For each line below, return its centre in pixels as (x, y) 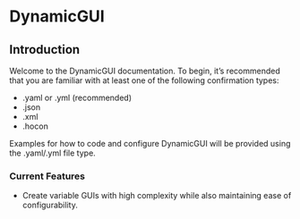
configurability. (50, 205)
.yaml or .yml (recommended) (77, 97)
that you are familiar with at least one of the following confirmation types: (144, 80)
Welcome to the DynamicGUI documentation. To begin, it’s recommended (145, 71)
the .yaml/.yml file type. (52, 153)
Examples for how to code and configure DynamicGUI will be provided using (150, 143)
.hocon (35, 126)
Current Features (47, 176)
